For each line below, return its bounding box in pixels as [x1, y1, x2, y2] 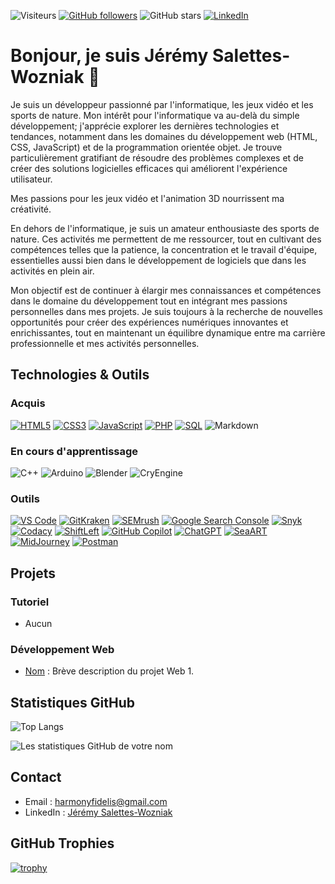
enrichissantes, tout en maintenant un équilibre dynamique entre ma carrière [10, 326, 326, 339]
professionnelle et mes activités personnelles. [10, 337, 200, 349]
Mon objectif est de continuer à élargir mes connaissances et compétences [10, 284, 322, 296]
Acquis [10, 396, 46, 410]
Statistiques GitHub [10, 694, 136, 711]
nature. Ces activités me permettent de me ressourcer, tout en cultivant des [10, 233, 322, 245]
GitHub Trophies [10, 835, 115, 852]
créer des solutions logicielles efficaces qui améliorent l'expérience [10, 162, 288, 174]
